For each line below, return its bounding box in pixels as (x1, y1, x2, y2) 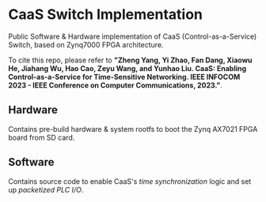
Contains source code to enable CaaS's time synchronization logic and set (8, 176, 252, 186)
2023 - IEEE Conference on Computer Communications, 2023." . (8, 80, 223, 90)
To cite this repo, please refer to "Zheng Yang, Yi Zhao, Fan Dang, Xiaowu (8, 55, 253, 65)
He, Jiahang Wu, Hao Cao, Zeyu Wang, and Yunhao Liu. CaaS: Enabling (8, 63, 247, 73)
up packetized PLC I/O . (8, 185, 84, 194)
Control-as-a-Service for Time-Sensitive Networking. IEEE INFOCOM (8, 72, 241, 81)
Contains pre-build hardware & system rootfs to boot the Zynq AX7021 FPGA (8, 124, 258, 133)
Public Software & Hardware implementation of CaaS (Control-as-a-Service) (8, 32, 257, 41)
